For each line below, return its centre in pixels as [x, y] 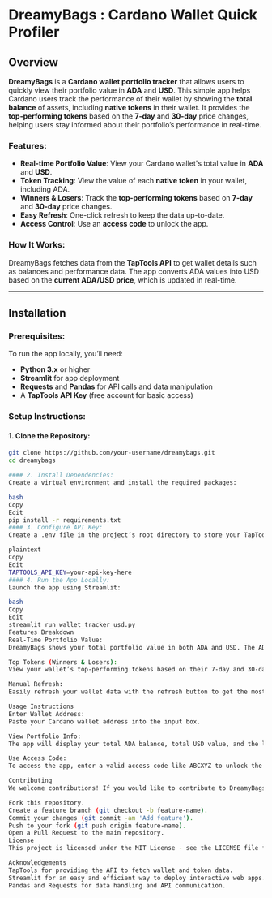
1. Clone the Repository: [49, 435]
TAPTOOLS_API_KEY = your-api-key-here [70, 572]
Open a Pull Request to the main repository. [86, 833]
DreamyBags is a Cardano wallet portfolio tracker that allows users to [126, 82]
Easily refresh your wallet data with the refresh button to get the [128, 692]
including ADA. [45, 189]
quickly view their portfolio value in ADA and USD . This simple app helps [130, 90]
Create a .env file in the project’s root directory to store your [125, 535]
